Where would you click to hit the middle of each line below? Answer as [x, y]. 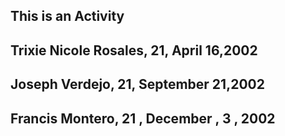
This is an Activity [67, 16]
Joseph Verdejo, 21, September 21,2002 [137, 84]
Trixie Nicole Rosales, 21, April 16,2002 [134, 50]
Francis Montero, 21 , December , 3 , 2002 [143, 118]
